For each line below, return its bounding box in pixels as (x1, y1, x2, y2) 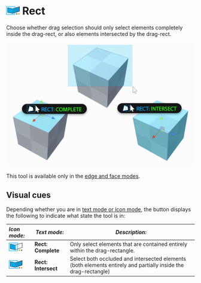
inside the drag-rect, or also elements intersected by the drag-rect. (6, 30, 172, 37)
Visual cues (6, 190, 51, 200)
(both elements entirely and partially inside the (69, 261, 184, 269)
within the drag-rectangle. (69, 247, 135, 254)
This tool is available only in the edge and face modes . (6, 172, 141, 180)
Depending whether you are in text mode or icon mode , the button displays (6, 206, 191, 213)
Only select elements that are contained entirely (69, 241, 187, 248)
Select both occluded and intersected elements (69, 255, 187, 263)
